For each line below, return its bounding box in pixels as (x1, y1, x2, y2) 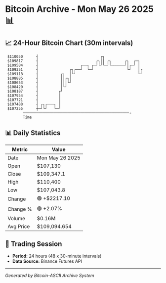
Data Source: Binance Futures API (12, 258, 83, 264)
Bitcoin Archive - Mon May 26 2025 (5, 3, 154, 15)
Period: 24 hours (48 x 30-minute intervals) (12, 253, 102, 259)
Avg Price (7, 223, 30, 230)
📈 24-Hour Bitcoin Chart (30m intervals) (5, 39, 133, 47)
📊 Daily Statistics (5, 129, 61, 137)
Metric (12, 146, 28, 153)
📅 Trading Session (5, 240, 62, 248)
